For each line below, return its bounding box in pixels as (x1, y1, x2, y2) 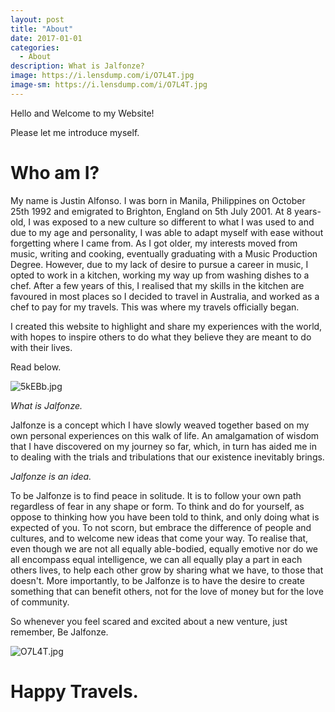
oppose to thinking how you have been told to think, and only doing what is (10, 511, 320, 523)
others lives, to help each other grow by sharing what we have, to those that (10, 564, 324, 576)
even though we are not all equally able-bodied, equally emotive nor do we (10, 542, 319, 555)
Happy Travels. (10, 680, 139, 703)
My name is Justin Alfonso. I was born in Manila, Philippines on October (10, 194, 306, 206)
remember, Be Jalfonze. (10, 626, 109, 638)
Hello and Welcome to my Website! (10, 107, 155, 119)
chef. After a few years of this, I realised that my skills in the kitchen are (10, 279, 305, 291)
